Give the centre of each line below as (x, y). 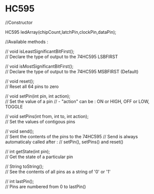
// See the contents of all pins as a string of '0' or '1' (58, 172)
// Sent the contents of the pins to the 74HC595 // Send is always (72, 136)
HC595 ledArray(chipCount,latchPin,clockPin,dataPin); (61, 32)
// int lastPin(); (20, 181)
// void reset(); (20, 81)
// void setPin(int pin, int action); (38, 96)
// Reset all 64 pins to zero (32, 86)
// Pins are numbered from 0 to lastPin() (46, 187)
